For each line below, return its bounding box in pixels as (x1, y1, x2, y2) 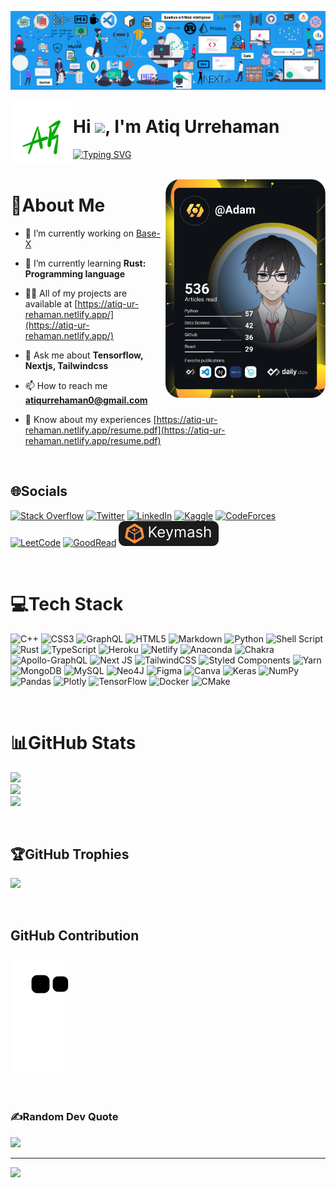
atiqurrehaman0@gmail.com (24, 394, 148, 406)
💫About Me (10, 194, 106, 217)
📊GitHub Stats (10, 731, 137, 754)
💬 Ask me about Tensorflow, (24, 349, 144, 361)
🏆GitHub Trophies (10, 846, 130, 863)
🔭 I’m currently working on (24, 227, 134, 239)
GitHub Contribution (10, 927, 140, 944)
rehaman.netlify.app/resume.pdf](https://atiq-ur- (24, 424, 226, 436)
